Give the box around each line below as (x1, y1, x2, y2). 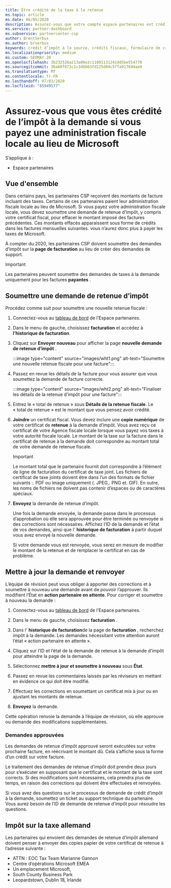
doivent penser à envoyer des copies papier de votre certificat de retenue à (5, 840, 164, 846)
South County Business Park (12, 872, 73, 878)
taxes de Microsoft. (5, 231, 46, 237)
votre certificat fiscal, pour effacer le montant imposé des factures (5, 215, 145, 221)
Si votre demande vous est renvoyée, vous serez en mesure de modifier (12, 542, 164, 548)
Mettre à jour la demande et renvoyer (5, 567, 125, 576)
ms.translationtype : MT (5, 69, 56, 74)
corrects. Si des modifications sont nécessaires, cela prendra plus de (5, 775, 151, 781)
